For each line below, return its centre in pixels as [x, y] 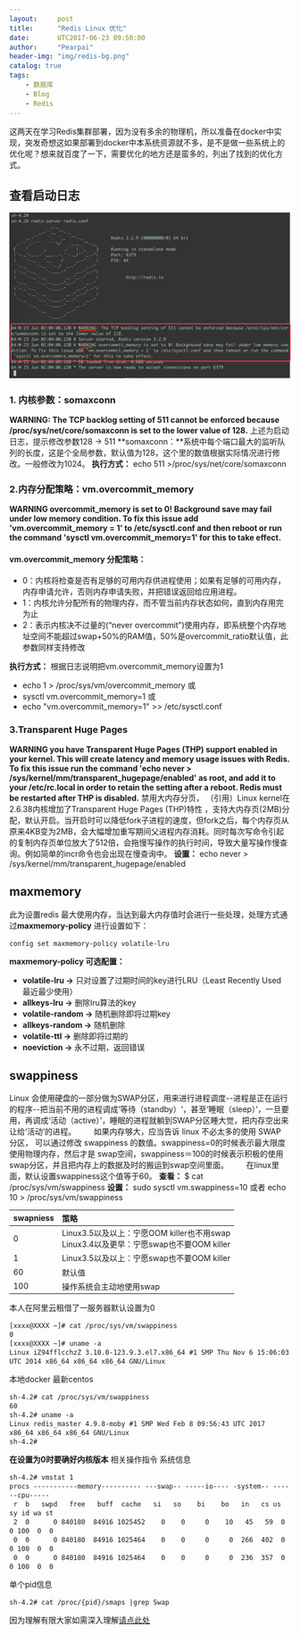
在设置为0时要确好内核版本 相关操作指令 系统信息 [100, 1460]
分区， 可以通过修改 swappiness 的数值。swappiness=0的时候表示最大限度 [147, 1143]
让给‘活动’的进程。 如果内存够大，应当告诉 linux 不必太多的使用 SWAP [145, 1132]
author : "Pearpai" [51, 47]
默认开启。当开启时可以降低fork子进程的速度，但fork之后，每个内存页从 [157, 820]
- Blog [37, 94]
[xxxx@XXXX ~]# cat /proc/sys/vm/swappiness [93, 1326]
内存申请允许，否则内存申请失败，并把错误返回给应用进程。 [132, 592]
